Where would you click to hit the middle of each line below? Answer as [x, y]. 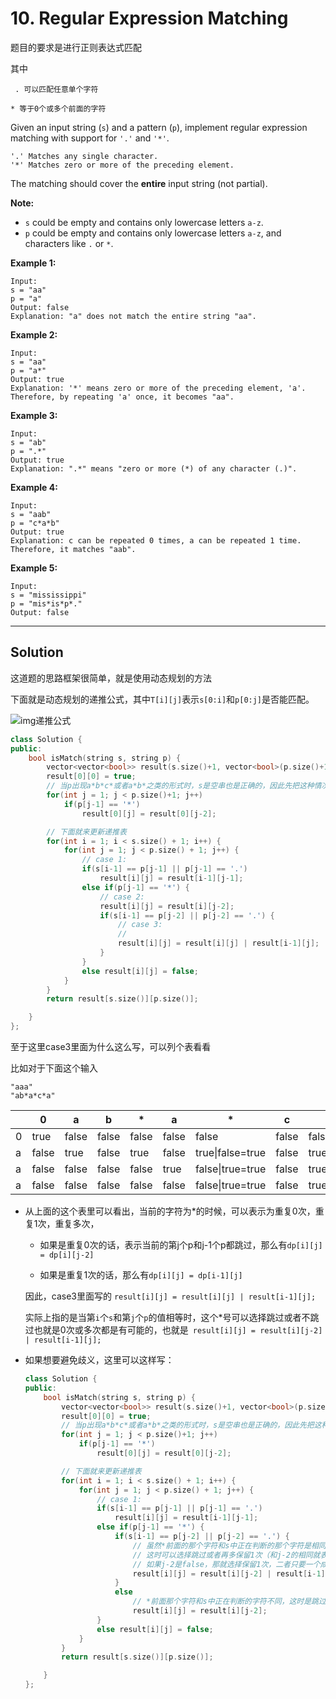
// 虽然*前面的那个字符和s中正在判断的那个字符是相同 [229, 1545]
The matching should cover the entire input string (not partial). [139, 183]
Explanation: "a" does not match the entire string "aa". [133, 316]
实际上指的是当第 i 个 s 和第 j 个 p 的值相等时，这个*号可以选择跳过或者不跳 [172, 1317]
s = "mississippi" [48, 595]
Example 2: [34, 334]
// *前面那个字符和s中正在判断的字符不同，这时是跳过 [229, 1602]
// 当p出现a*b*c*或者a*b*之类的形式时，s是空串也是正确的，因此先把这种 [180, 786]
